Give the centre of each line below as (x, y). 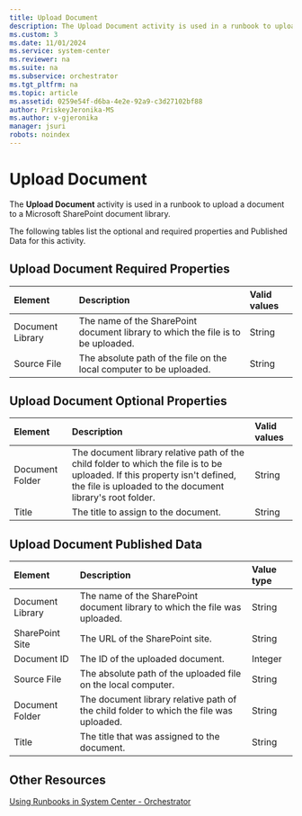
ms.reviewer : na (40, 59)
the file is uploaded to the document (148, 487)
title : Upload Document (54, 18)
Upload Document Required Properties (120, 269)
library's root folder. (113, 498)
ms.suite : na (34, 68)
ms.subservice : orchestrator (64, 76)
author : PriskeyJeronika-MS (62, 110)
